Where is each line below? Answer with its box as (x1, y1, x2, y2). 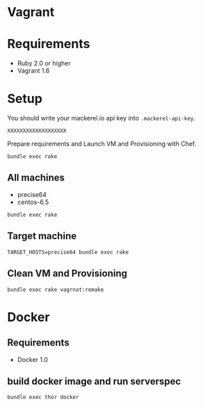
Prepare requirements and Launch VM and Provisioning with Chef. (7, 140, 197, 148)
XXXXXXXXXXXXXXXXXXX (7, 127, 67, 134)
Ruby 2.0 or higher (17, 59, 71, 68)
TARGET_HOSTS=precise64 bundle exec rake (7, 249, 129, 256)
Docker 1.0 (17, 355, 49, 364)
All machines (7, 172, 65, 184)
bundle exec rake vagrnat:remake (7, 286, 104, 293)
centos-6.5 (17, 198, 49, 206)
